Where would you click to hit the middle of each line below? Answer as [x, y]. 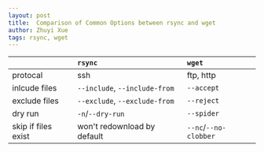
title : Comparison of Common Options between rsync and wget [112, 23]
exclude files [35, 101]
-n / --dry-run [101, 113]
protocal [27, 76]
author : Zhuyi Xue [38, 30]
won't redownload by [116, 127]
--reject [203, 101]
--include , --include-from [126, 88]
